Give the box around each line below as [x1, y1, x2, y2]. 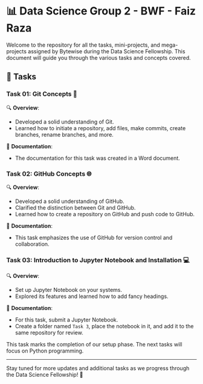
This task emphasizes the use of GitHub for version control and [14, 234, 173, 241]
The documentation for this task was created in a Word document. [14, 154, 180, 162]
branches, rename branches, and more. [14, 131, 114, 138]
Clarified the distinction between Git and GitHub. [14, 204, 136, 211]
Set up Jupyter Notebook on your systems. [14, 286, 123, 294]
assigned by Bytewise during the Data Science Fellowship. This [28, 47, 185, 55]
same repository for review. [14, 329, 83, 336]
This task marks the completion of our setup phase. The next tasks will [6, 341, 182, 348]
